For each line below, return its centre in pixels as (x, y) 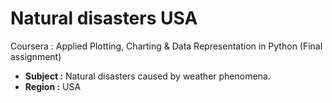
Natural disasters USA (104, 18)
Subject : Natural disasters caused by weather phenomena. (147, 76)
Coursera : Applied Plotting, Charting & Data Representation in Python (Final (166, 46)
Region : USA (53, 86)
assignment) (36, 56)
